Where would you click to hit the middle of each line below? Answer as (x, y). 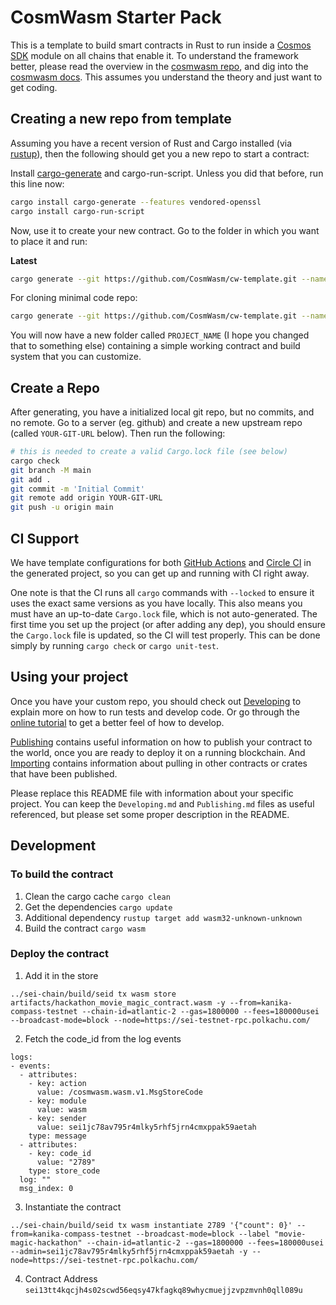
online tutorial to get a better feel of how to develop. (117, 722)
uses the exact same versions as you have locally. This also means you (156, 603)
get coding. (34, 87)
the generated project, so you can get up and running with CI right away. (160, 573)
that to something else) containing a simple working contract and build (155, 346)
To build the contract (62, 874)
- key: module (57, 1101)
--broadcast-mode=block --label (203, 1234)
